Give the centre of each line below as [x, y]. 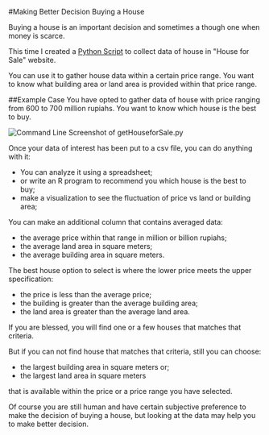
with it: [19, 157]
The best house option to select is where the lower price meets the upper [130, 270]
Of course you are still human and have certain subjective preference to [128, 407]
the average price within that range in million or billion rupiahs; [123, 238]
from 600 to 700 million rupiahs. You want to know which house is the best [132, 108]
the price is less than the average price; [86, 294]
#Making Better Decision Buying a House [77, 12]
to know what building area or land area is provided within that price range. [133, 84]
